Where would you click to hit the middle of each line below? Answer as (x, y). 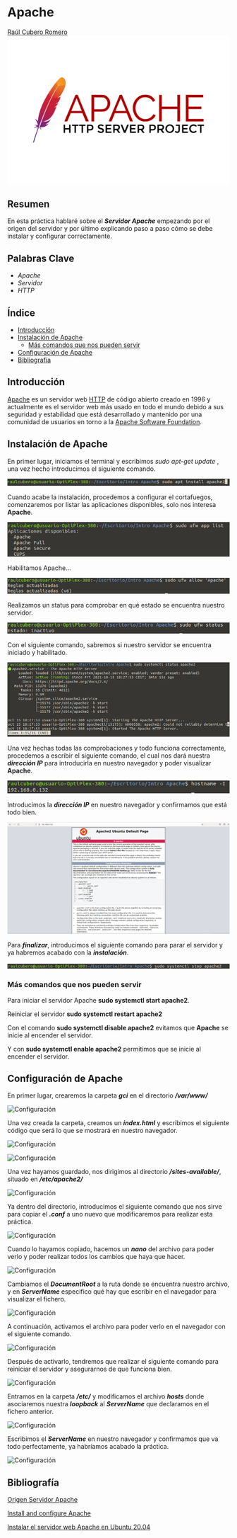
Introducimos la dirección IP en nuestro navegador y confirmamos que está (117, 805)
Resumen (29, 204)
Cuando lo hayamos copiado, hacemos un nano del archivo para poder (111, 1249)
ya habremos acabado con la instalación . (68, 952)
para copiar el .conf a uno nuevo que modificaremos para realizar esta (110, 1214)
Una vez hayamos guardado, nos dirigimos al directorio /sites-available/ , (114, 1172)
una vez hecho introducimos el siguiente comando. (81, 469)
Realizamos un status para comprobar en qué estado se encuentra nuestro (116, 605)
